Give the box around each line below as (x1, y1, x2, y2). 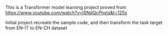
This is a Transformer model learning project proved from (5, 5, 127, 10)
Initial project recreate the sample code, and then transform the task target (5, 20, 163, 25)
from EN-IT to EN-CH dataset (5, 25, 68, 31)
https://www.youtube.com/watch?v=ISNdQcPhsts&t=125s (5, 10, 128, 16)
